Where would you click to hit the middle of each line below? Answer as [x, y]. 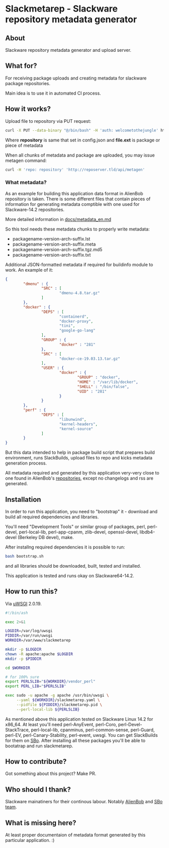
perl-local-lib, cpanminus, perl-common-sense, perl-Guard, [93, 730]
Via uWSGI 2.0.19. [23, 603]
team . [11, 807]
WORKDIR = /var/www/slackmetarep [38, 640]
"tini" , [67, 326]
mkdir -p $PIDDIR [23, 659]
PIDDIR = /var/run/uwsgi [29, 636]
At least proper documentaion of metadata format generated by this [75, 835]
